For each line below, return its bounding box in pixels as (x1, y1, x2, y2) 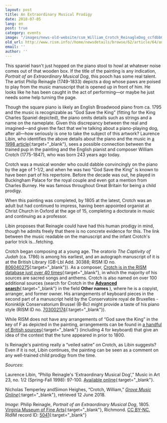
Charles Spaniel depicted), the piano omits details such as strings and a (5, 114, 152, 120)
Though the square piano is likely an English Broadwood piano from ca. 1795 (5, 104, 162, 110)
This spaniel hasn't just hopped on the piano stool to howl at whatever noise (5, 63, 161, 69)
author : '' (5, 49, 28, 54)
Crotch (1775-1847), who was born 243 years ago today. (5, 151, 121, 157)
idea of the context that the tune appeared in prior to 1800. (5, 332, 125, 338)
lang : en (5, 21, 23, 26)
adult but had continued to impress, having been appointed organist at (5, 203, 149, 209)
